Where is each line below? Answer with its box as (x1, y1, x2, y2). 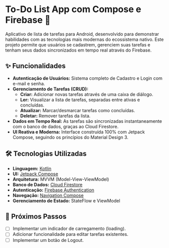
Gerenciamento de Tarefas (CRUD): (12, 86, 89, 92)
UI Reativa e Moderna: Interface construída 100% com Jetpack (12, 129, 145, 135)
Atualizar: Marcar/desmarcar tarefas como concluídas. (20, 107, 135, 113)
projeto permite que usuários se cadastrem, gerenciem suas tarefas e (5, 41, 151, 47)
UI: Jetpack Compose (12, 171, 58, 177)
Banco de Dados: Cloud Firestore (12, 181, 82, 187)
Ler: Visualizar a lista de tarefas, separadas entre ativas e (20, 96, 140, 103)
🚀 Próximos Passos (5, 212, 67, 221)
